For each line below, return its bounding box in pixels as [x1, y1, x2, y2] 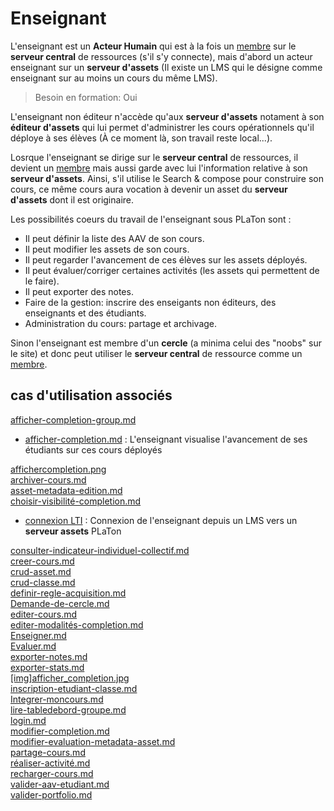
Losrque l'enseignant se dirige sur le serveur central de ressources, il [10, 151, 299, 163]
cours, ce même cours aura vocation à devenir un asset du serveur [10, 183, 288, 195]
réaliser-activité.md [10, 757, 91, 769]
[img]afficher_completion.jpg [10, 672, 130, 684]
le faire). [24, 275, 60, 287]
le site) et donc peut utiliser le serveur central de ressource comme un [10, 347, 303, 359]
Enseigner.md [10, 629, 67, 641]
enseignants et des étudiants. [24, 307, 147, 319]
